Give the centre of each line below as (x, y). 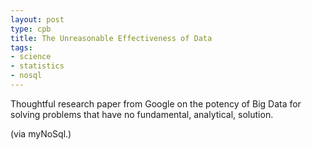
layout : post (37, 19)
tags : (21, 47)
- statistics (37, 66)
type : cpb (31, 29)
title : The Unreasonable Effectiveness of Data (111, 38)
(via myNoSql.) (41, 133)
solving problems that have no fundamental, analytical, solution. (142, 114)
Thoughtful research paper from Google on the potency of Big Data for (156, 103)
